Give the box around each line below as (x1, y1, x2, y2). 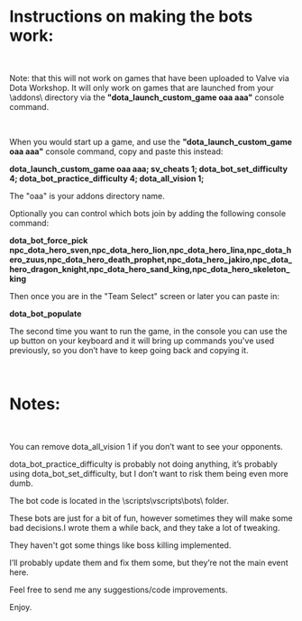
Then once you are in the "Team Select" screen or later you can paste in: (9, 290, 280, 301)
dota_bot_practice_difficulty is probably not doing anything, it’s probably (9, 458, 278, 470)
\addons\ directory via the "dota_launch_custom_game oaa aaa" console (9, 92, 285, 103)
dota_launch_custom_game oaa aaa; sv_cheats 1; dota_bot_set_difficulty (9, 163, 288, 174)
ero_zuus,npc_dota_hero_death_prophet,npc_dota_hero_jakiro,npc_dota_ (9, 254, 293, 265)
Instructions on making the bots (9, 6, 253, 27)
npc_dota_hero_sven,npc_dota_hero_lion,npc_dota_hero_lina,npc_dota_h (9, 244, 292, 255)
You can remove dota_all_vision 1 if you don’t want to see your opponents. (9, 441, 284, 452)
